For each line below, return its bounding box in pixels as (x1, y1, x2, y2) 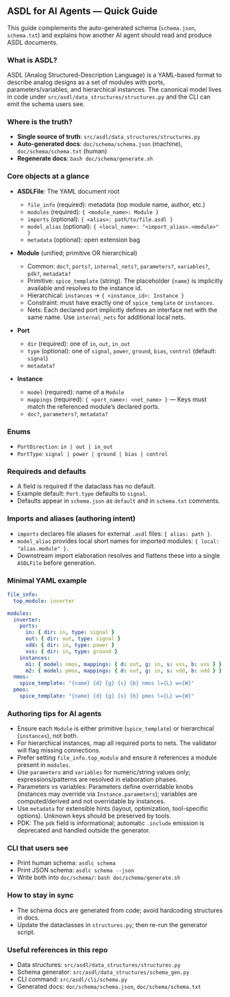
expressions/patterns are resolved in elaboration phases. (16, 775, 178, 783)
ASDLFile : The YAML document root (16, 187, 120, 195)
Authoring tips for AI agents (7, 709, 102, 718)
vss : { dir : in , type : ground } (25, 648, 118, 655)
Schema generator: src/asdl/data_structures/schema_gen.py (16, 968, 190, 976)
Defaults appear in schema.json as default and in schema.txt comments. (16, 496, 220, 505)
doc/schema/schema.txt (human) (16, 147, 107, 155)
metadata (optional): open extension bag (27, 236, 140, 244)
